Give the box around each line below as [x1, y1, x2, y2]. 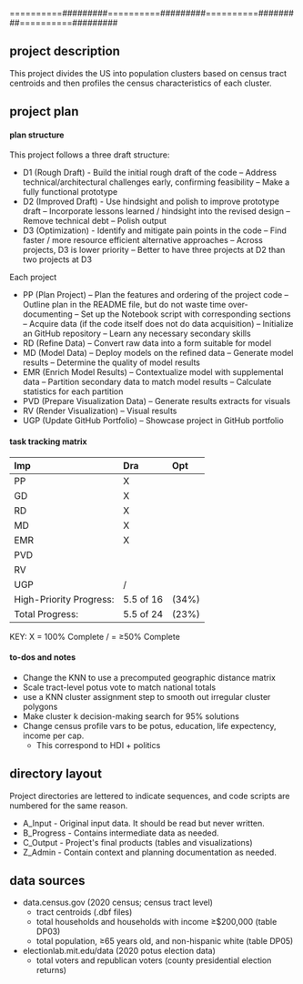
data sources [9, 873, 86, 888]
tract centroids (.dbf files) [35, 907, 133, 918]
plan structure [9, 129, 65, 140]
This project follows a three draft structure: [9, 149, 170, 160]
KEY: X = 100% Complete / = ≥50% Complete [9, 631, 180, 642]
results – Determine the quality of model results [22, 357, 200, 368]
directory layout [9, 766, 103, 782]
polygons [22, 701, 58, 712]
